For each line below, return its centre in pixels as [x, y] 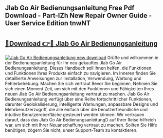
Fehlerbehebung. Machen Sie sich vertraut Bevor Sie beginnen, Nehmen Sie [81, 83]
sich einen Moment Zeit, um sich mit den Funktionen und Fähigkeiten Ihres [80, 89]
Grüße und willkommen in [133, 58]
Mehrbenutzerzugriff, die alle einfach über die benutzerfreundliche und [76, 109]
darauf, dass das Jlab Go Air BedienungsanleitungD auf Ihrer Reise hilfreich [81, 120]
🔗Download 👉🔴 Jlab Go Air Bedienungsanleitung [81, 43]
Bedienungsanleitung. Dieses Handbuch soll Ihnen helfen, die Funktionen [78, 68]
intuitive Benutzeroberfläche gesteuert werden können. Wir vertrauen [75, 115]
